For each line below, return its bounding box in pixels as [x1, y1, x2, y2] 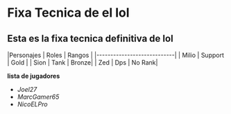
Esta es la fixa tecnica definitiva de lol [7, 33, 173, 44]
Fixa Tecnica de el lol [7, 5, 130, 21]
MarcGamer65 [17, 92, 60, 101]
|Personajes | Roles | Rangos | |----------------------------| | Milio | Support [7, 51, 224, 59]
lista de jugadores [7, 72, 60, 80]
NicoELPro [17, 100, 48, 108]
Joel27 [17, 85, 37, 93]
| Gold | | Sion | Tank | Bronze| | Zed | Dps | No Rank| [7, 58, 158, 67]
